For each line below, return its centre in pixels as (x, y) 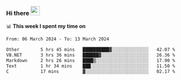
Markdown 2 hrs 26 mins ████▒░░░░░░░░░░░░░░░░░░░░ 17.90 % (91, 60)
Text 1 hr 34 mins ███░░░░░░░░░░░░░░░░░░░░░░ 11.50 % (91, 66)
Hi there (18, 13)
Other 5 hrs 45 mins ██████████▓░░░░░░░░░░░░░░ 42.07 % (91, 50)
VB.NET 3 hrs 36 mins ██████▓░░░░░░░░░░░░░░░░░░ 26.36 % (91, 55)
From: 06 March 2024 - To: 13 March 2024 (58, 39)
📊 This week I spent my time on (46, 26)
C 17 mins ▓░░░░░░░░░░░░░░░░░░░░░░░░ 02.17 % (91, 71)
